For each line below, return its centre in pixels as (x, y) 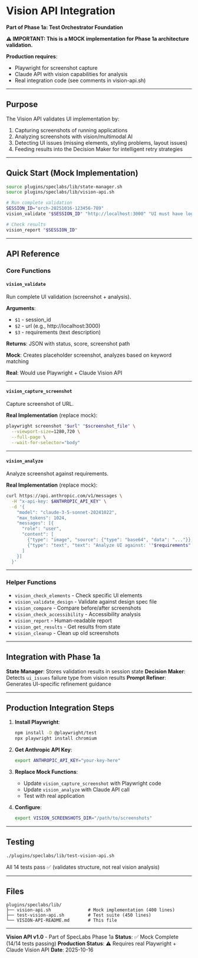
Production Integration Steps (60, 708)
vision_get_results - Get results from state (67, 627)
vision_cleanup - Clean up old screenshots (67, 633)
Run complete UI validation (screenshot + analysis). (69, 297)
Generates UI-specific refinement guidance (59, 684)
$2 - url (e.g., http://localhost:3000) (57, 326)
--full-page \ (29, 437)
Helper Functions (31, 582)
